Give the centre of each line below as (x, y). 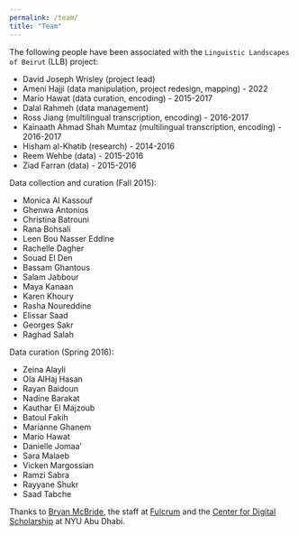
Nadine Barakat (51, 398)
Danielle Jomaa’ (52, 446)
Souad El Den (48, 257)
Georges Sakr (48, 325)
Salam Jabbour (50, 277)
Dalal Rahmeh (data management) (86, 107)
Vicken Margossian (58, 465)
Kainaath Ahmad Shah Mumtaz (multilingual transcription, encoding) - (152, 126)
